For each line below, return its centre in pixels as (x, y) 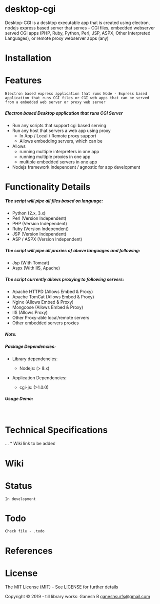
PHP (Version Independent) (40, 224)
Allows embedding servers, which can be (61, 141)
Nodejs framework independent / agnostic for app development (76, 167)
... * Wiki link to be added (30, 444)
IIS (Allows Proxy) (30, 313)
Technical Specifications (57, 430)
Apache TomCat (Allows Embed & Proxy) (53, 297)
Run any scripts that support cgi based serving (59, 126)
